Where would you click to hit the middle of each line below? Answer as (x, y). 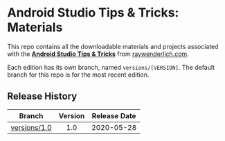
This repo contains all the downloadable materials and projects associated (113, 46)
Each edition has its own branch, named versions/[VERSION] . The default (111, 67)
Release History (42, 96)
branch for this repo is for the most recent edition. (78, 75)
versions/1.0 (31, 127)
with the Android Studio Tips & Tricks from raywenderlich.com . (98, 54)
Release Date (114, 115)
